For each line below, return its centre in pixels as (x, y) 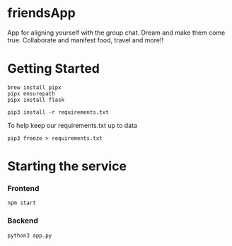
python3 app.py (30, 235)
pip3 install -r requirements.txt (58, 112)
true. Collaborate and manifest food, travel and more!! (86, 40)
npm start (22, 203)
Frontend (23, 188)
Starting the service (67, 166)
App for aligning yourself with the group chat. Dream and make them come (116, 33)
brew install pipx (34, 87)
